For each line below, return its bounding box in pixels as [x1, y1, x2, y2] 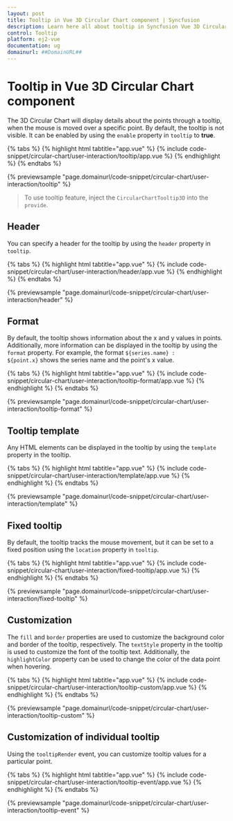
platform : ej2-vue [7, 36, 60, 43]
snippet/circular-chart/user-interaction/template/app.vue [7, 472, 170, 480]
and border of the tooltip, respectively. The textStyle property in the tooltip [7, 640, 223, 648]
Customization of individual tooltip [7, 732, 160, 743]
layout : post [7, 10, 45, 17]
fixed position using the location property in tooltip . [7, 545, 159, 554]
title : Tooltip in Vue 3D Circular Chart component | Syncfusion [7, 17, 200, 24]
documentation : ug [7, 42, 60, 49]
